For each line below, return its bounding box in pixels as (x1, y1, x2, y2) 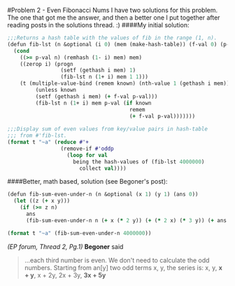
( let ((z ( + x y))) (13, 198, 71, 205)
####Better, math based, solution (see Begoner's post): (7, 177, 168, 186)
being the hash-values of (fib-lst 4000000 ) (73, 158, 205, 165)
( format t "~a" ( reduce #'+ (7, 139, 90, 146)
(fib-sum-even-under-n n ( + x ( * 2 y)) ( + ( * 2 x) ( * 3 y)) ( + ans (25, 217, 227, 224)
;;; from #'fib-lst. (7, 132, 68, 139)
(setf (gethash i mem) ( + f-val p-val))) (35, 93, 158, 100)
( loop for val (66, 151, 108, 158)
